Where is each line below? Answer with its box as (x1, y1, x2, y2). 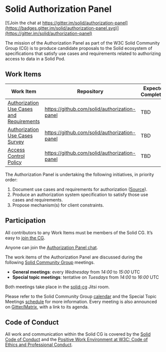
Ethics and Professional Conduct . (5, 342, 73, 348)
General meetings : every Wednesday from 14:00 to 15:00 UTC (12, 269, 140, 275)
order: (5, 177, 18, 183)
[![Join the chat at (5, 20, 41, 26)
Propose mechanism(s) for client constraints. (12, 202, 104, 208)
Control (7, 152, 25, 159)
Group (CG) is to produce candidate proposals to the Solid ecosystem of (5, 45, 153, 51)
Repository (77, 88, 104, 95)
